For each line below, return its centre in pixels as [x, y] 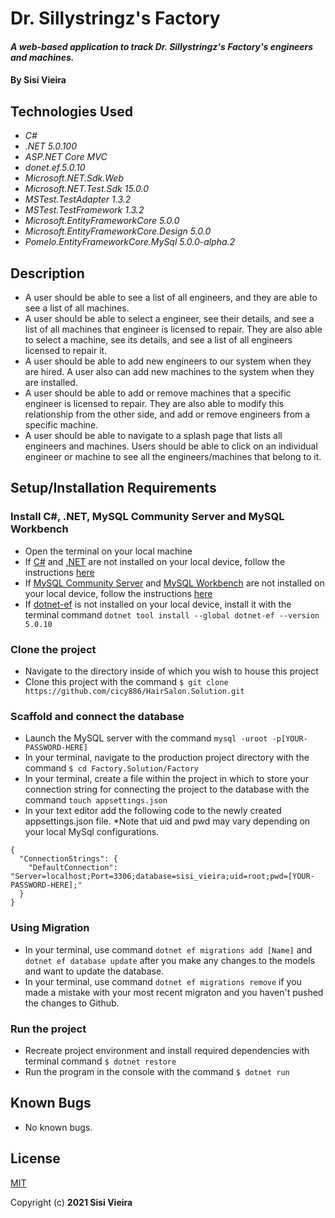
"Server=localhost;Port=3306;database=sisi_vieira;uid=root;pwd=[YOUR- [162, 877]
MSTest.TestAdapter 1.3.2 [78, 199]
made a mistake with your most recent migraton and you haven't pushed [174, 992]
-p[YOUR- [289, 739]
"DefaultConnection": [73, 868]
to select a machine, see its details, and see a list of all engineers [158, 340]
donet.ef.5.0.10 [55, 168]
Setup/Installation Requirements [113, 488]
